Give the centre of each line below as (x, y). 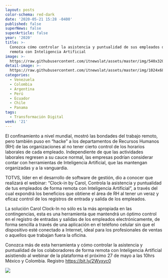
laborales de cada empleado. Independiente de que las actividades (74, 152)
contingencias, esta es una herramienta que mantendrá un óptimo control (81, 214)
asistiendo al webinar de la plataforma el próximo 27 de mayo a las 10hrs (80, 255)
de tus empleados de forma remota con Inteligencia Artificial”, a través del (81, 188)
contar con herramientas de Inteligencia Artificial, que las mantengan (76, 162)
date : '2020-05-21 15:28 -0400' (39, 19)
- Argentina (22, 89)
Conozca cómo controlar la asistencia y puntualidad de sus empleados (85, 47)
